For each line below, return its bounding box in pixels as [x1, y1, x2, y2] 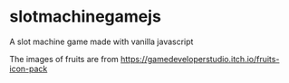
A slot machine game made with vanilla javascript [9, 36, 194, 47]
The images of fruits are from [9, 53, 120, 64]
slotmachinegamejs [9, 6, 161, 27]
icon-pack [9, 63, 48, 74]
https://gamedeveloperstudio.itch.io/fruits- [120, 53, 280, 64]
